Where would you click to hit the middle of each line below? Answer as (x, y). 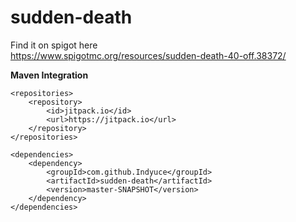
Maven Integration (49, 75)
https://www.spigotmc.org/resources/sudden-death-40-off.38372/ (148, 55)
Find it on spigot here (54, 45)
